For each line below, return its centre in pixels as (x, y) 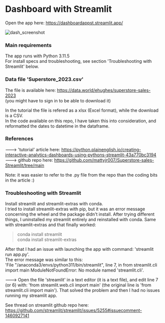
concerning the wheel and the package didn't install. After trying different (80, 214)
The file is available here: (30, 90)
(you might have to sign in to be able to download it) (58, 100)
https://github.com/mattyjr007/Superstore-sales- (104, 160)
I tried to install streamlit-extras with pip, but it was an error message (75, 209)
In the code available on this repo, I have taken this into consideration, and (81, 121)
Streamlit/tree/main (25, 165)
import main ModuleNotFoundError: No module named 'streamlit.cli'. (75, 270)
